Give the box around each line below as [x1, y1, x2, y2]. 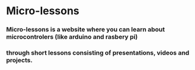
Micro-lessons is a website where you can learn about [6, 26, 165, 34]
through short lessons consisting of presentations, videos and [6, 49, 190, 57]
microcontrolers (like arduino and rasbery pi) [6, 33, 138, 41]
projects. [6, 56, 33, 65]
